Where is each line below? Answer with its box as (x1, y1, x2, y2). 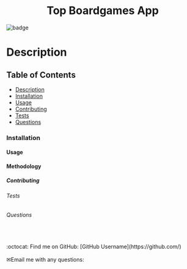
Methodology (6, 163, 42, 170)
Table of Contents (6, 70, 76, 80)
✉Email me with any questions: (6, 256, 84, 263)
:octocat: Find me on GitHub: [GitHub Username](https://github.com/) (6, 243, 182, 251)
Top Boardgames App (46, 4, 159, 18)
